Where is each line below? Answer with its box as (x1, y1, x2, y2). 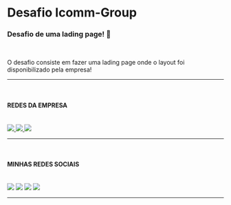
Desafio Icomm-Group (7, 5, 137, 21)
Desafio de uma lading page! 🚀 (7, 30, 111, 39)
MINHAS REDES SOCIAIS (7, 160, 80, 169)
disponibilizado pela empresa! (7, 65, 92, 74)
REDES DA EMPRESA (7, 101, 67, 109)
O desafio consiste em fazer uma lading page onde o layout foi (7, 58, 185, 67)
